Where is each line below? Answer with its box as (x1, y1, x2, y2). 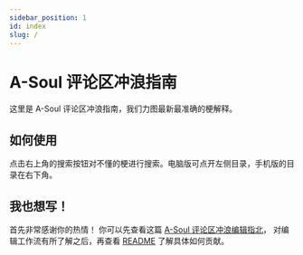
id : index (9, 22, 47, 31)
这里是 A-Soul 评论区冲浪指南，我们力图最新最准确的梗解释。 (9, 103, 238, 114)
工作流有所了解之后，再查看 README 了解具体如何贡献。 (16, 235, 230, 246)
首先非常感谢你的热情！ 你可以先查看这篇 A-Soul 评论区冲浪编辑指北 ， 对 (9, 223, 282, 235)
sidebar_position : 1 (9, 13, 88, 23)
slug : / (9, 30, 39, 39)
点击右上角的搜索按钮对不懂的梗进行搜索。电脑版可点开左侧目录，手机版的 (9, 158, 287, 169)
